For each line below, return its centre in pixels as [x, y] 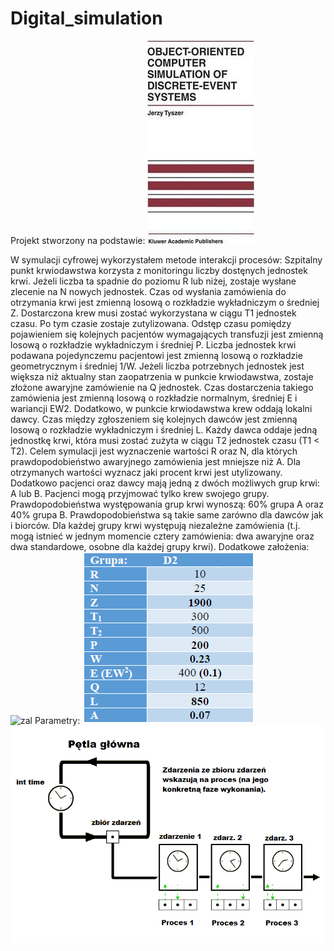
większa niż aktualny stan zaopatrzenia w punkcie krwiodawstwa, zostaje [162, 376]
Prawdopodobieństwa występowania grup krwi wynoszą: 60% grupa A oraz [167, 504]
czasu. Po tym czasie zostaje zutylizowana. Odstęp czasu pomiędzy [151, 323]
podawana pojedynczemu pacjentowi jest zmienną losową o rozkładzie [156, 355]
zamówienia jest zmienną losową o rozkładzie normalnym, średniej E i [154, 398]
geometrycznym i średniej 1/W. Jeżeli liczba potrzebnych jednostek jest [157, 366]
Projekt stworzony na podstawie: [78, 240]
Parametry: [57, 720]
